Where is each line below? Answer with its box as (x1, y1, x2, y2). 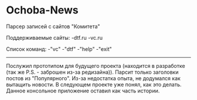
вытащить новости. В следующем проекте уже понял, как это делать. (6, 81, 182, 88)
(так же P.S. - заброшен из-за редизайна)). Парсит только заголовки (6, 68, 179, 75)
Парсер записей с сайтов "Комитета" (6, 23, 101, 30)
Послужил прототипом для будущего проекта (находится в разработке (6, 62, 186, 69)
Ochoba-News (6, 4, 79, 17)
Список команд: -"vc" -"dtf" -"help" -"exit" (6, 45, 113, 53)
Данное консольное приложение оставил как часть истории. (6, 87, 160, 94)
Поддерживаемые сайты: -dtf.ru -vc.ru (6, 34, 103, 41)
